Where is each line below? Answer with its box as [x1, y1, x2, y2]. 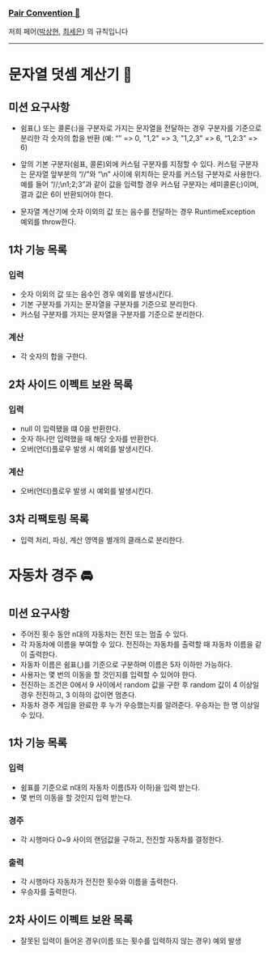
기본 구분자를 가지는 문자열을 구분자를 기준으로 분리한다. [19, 299, 198, 308]
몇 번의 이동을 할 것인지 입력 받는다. [19, 793, 133, 802]
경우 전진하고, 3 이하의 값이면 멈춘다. [19, 690, 138, 700]
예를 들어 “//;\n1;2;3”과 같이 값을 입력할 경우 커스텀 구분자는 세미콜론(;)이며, [19, 180, 259, 189]
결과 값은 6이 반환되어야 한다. [19, 189, 113, 199]
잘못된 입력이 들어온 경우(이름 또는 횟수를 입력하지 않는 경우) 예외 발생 [19, 936, 241, 946]
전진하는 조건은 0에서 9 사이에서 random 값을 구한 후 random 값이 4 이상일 [19, 680, 260, 690]
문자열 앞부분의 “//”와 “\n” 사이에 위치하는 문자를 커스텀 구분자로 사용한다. [28, 169, 262, 179]
